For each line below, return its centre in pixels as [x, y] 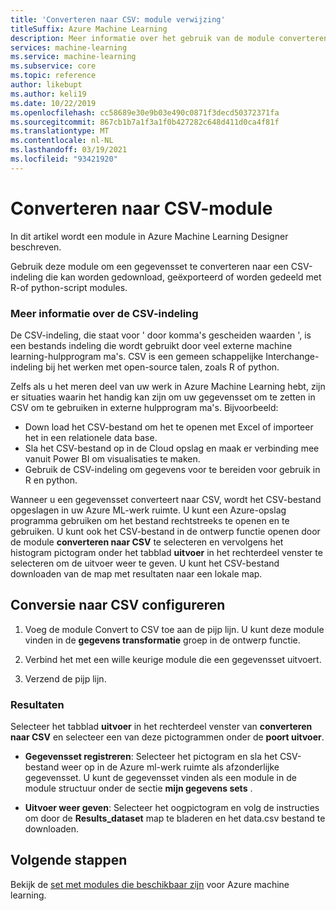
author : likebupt [46, 85]
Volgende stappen [69, 860]
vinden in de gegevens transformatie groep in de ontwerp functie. [162, 640]
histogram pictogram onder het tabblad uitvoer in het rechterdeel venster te [166, 552]
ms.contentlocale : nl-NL [62, 141]
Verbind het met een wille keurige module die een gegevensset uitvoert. [173, 659]
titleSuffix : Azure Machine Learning [89, 29]
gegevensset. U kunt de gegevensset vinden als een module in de [160, 778]
